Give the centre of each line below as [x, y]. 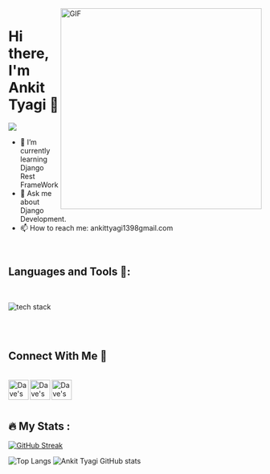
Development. [43, 219]
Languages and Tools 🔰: [70, 272]
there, [29, 53]
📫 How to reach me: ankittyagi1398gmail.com [96, 227]
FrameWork [39, 185]
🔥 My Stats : [39, 426]
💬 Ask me [36, 193]
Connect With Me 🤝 [58, 356]
